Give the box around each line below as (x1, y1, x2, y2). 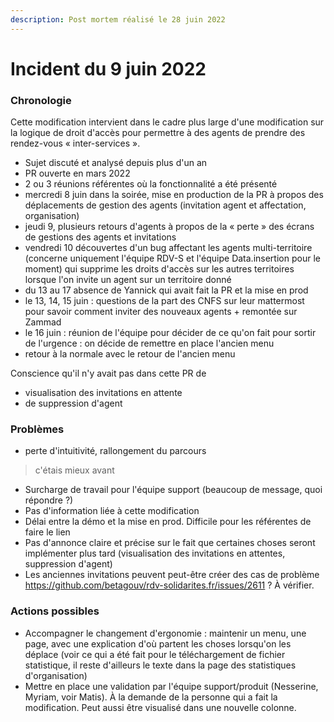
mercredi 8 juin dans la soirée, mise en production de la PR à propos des (24, 189, 324, 201)
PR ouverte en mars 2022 (24, 167, 131, 180)
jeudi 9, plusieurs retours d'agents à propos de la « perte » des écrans (24, 221, 315, 233)
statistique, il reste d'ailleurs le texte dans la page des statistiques (24, 659, 297, 671)
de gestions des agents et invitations (24, 231, 177, 243)
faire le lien (24, 526, 71, 538)
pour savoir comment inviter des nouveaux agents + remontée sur (24, 306, 298, 318)
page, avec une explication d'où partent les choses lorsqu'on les (24, 637, 292, 650)
